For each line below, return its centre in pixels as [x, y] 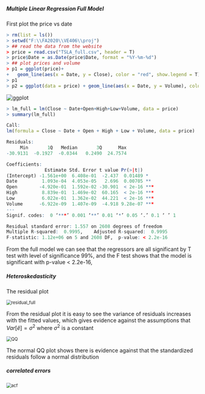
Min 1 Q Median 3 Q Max [73, 148]
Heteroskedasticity [31, 276]
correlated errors [28, 371]
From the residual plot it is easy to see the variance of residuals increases [99, 314]
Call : [13, 125]
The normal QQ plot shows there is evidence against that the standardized [100, 350]
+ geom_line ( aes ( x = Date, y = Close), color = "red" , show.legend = [99, 75]
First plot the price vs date [39, 24]
